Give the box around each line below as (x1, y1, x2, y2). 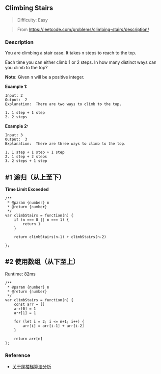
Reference (5, 352, 30, 359)
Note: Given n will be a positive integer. (5, 74, 85, 80)
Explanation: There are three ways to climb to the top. (5, 141, 126, 146)
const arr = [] (14, 302, 45, 307)
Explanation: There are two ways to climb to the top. (5, 102, 122, 107)
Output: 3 (5, 137, 27, 142)
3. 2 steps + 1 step (5, 159, 48, 163)
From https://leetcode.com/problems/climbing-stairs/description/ (17, 27, 150, 32)
